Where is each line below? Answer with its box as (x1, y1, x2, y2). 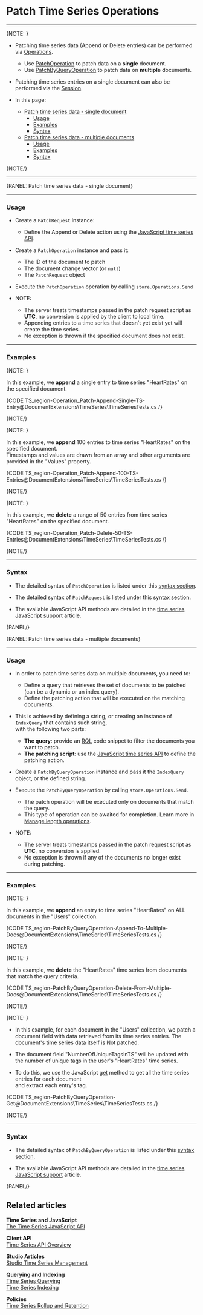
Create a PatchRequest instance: (14, 217, 95, 224)
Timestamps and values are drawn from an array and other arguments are (6, 451, 190, 459)
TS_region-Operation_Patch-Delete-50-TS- (25, 529, 133, 537)
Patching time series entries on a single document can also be (14, 78, 170, 85)
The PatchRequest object (24, 271, 85, 279)
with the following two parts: (14, 726, 86, 733)
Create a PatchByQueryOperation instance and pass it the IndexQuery (14, 768, 184, 776)
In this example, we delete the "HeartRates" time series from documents (6, 966, 187, 973)
